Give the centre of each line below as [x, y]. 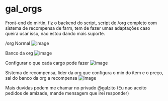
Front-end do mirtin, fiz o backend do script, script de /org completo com [81, 23]
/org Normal [18, 43]
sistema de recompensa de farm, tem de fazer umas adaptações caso [78, 28]
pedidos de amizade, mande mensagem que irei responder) [67, 93]
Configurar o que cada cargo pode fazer [47, 63]
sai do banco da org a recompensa [41, 78]
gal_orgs [24, 9]
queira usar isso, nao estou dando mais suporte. [55, 33]
